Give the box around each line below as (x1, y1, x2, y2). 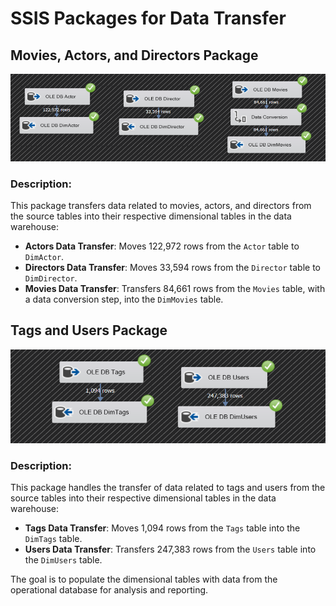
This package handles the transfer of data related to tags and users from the (10, 481, 326, 493)
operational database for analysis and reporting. (10, 583, 209, 596)
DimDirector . (24, 272, 78, 284)
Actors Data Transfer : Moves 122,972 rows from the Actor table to (24, 240, 300, 252)
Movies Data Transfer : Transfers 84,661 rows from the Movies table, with (24, 282, 326, 294)
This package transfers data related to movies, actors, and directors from (10, 199, 312, 211)
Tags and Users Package (10, 322, 168, 339)
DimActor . (24, 250, 65, 262)
